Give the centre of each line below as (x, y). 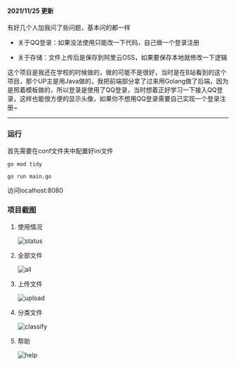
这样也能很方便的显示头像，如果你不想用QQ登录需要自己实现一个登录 (119, 99)
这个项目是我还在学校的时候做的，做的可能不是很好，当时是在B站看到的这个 (117, 72)
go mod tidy (25, 164)
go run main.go (29, 176)
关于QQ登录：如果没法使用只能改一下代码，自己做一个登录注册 (109, 43)
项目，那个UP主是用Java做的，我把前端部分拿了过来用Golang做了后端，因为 (118, 81)
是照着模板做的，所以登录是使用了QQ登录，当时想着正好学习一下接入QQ (112, 90)
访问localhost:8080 (35, 190)
